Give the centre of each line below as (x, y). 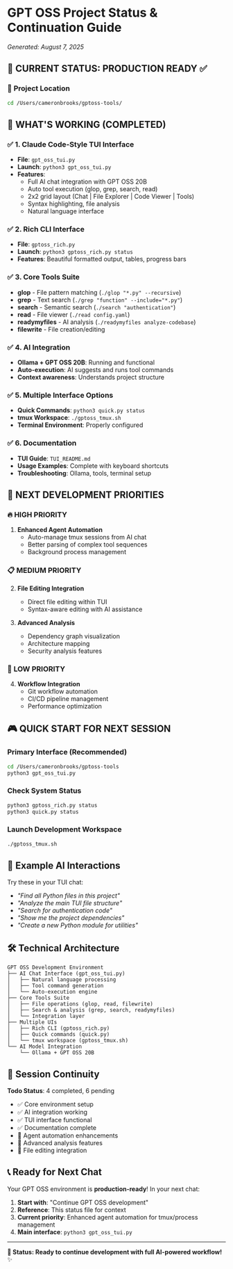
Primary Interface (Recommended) (67, 752)
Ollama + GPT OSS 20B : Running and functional (86, 362)
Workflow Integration (49, 684)
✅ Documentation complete (57, 1128)
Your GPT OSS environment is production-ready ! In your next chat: (103, 1189)
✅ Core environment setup (55, 1104)
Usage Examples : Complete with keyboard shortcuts (93, 466)
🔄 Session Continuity (53, 1074)
